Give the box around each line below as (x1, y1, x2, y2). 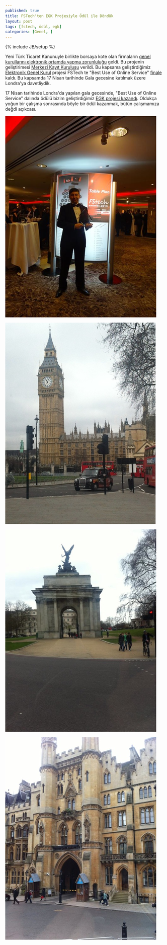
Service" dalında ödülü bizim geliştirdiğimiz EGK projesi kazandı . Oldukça (5, 96, 157, 102)
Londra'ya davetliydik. (5, 81, 51, 87)
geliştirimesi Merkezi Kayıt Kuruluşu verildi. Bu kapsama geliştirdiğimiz (5, 64, 151, 70)
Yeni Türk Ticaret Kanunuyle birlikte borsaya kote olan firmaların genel (5, 53, 151, 60)
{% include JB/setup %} (5, 44, 55, 50)
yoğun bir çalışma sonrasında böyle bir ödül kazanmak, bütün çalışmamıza (5, 101, 159, 107)
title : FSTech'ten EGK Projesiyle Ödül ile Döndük (5, 13, 114, 19)
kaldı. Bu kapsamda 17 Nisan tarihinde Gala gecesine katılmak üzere (5, 75, 146, 81)
